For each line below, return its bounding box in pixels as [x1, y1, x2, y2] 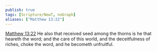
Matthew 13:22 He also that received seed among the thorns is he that [5, 31, 152, 37]
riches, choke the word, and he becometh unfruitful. [5, 41, 114, 47]
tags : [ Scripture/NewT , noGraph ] [5, 12, 76, 17]
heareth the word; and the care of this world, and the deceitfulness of [5, 36, 150, 42]
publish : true [5, 7, 35, 13]
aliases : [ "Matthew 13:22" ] [5, 17, 65, 22]
